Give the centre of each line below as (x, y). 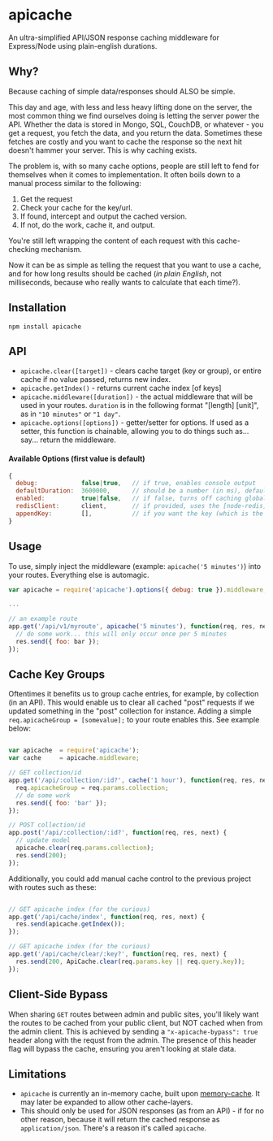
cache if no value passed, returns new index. (95, 380)
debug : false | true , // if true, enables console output (136, 484)
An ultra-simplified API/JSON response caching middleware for (114, 37)
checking (24, 249)
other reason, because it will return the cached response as (120, 1120)
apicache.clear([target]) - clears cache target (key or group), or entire (141, 371)
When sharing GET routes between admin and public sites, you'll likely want (134, 1014)
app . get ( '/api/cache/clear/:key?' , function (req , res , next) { (118, 954)
